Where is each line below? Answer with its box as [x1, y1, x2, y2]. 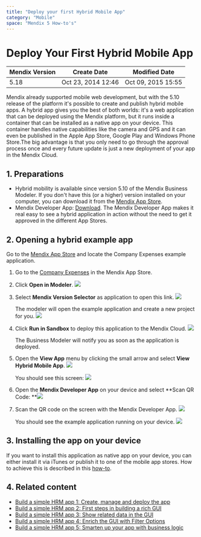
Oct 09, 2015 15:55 [124, 78, 183, 86]
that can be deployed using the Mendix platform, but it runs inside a [6, 113, 174, 120]
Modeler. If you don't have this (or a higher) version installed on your [14, 191, 186, 199]
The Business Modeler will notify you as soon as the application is [14, 336, 179, 344]
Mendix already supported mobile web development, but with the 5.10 [6, 94, 180, 101]
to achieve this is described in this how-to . [6, 465, 112, 472]
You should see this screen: [14, 374, 85, 381]
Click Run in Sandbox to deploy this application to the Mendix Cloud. [14, 324, 187, 332]
